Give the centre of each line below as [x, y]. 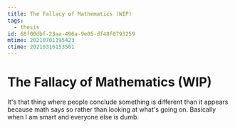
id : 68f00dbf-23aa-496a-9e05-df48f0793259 [71, 34]
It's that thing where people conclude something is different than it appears [118, 102]
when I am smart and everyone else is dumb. [73, 117]
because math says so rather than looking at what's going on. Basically [112, 109]
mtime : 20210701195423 [41, 41]
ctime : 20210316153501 [41, 47]
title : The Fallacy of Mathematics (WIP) [70, 14]
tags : [15, 21]
